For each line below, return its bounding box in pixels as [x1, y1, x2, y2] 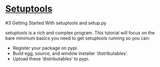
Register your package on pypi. [12, 45, 78, 51]
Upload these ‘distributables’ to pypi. [12, 55, 90, 61]
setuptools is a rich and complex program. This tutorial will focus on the [5, 29, 155, 36]
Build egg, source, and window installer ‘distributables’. [12, 50, 128, 56]
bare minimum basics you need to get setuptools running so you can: [5, 35, 150, 41]
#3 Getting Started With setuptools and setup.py [5, 20, 107, 26]
